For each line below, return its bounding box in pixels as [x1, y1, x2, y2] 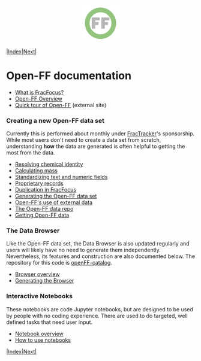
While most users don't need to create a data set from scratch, [6, 136, 161, 144]
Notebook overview [14, 330, 64, 337]
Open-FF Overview [14, 95, 62, 102]
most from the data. [6, 149, 55, 156]
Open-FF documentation [6, 69, 132, 83]
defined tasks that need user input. [6, 318, 93, 326]
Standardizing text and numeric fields [14, 174, 108, 181]
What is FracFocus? [14, 89, 64, 96]
